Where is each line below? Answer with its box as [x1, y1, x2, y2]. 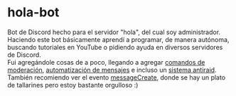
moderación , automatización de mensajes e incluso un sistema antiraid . [7, 65, 217, 74]
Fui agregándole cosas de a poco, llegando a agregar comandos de [7, 58, 205, 66]
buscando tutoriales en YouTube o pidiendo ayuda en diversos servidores [7, 43, 223, 51]
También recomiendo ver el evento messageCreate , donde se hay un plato [7, 73, 226, 82]
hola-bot [7, 4, 60, 21]
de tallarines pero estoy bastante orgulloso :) [7, 80, 139, 89]
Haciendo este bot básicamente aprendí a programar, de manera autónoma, [7, 35, 230, 43]
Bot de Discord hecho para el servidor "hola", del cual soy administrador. [7, 28, 221, 36]
